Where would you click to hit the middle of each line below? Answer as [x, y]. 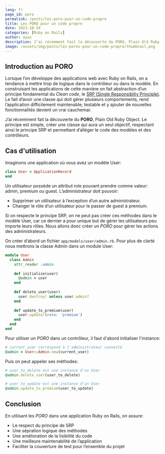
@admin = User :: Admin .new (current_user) [47, 352]
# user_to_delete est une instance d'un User [52, 370]
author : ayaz [18, 38]
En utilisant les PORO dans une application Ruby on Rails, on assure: [74, 415]
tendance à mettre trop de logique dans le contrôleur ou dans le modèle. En [82, 84]
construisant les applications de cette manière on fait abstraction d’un [76, 89]
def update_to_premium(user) [44, 310]
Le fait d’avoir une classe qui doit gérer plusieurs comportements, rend [77, 99]
